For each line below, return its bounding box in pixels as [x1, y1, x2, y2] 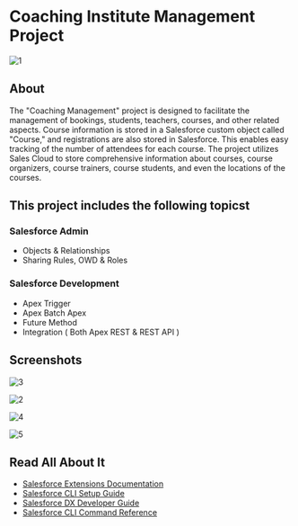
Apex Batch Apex [22, 308, 87, 318]
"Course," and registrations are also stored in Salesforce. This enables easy [9, 133, 289, 145]
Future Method [22, 316, 78, 327]
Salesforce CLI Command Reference [22, 507, 158, 518]
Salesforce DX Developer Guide [22, 497, 140, 509]
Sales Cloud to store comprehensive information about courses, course [9, 153, 274, 164]
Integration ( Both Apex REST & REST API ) [22, 326, 180, 337]
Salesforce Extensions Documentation [22, 478, 164, 489]
